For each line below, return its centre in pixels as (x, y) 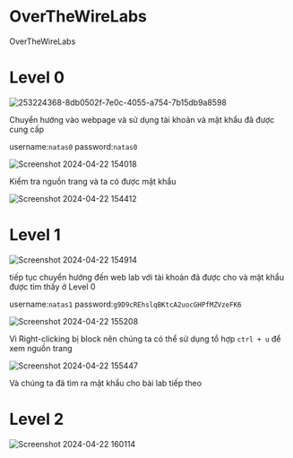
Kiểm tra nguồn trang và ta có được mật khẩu (93, 181)
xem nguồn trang (41, 348)
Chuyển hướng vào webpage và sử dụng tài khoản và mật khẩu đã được (142, 119)
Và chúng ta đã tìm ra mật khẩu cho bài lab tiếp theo (106, 383)
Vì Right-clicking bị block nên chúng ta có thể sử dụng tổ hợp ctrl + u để (145, 339)
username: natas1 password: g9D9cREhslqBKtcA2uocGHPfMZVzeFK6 (125, 304)
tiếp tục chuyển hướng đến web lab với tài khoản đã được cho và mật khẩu (147, 277)
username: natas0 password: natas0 (73, 146)
